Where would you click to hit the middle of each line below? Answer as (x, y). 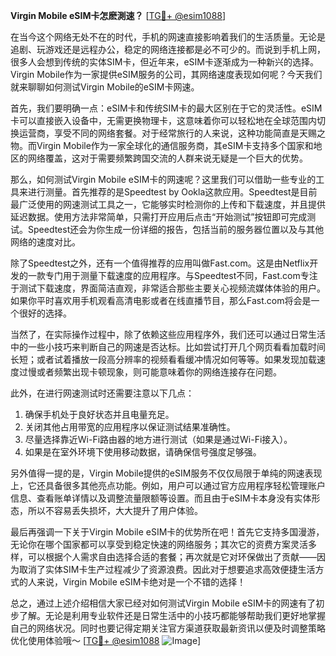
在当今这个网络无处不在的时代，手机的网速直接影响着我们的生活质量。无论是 (168, 37)
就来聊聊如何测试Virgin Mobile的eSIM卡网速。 (105, 87)
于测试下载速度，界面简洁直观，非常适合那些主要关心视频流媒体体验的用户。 (168, 288)
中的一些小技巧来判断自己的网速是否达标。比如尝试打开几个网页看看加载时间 (168, 347)
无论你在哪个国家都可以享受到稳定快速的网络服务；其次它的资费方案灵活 (159, 544)
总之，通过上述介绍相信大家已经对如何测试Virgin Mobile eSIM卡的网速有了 (163, 603)
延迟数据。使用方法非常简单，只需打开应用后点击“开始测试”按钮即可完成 (159, 217)
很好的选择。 (45, 313)
